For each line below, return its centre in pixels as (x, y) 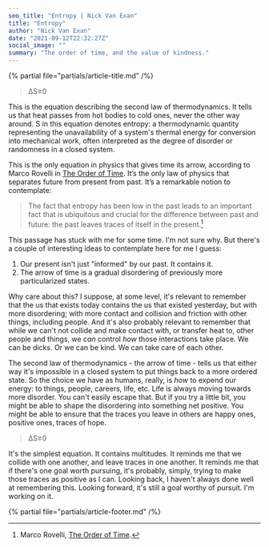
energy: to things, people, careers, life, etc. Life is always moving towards (130, 388)
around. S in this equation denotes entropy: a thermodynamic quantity (124, 124)
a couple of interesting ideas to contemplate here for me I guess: (115, 248)
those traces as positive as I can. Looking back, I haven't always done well (131, 479)
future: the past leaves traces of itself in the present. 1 (116, 223)
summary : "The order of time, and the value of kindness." (109, 53)
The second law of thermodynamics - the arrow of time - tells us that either (132, 363)
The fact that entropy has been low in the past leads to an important (140, 206)
